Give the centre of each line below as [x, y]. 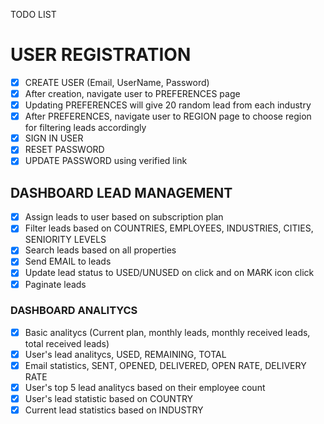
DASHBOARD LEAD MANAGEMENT [121, 192]
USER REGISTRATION [101, 55]
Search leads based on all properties [100, 250]
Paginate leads [55, 284]
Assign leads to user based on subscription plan [124, 217]
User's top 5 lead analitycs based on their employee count [145, 388]
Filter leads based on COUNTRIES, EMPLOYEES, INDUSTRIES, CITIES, [169, 228]
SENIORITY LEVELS [65, 240]
